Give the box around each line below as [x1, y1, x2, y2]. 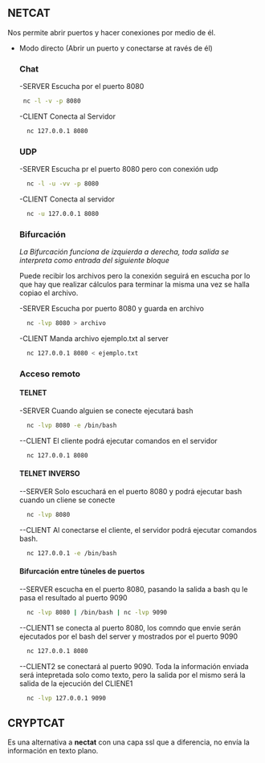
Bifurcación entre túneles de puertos [18, 566, 145, 576]
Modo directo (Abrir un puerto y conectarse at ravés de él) [18, 43, 214, 53]
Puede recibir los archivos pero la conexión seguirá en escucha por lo [18, 271, 251, 281]
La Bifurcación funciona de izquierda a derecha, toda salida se [18, 247, 230, 257]
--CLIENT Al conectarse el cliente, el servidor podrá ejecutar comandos [18, 525, 258, 534]
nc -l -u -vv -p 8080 [26, 180, 100, 188]
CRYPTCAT [7, 716, 65, 729]
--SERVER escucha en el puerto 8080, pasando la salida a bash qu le [18, 584, 248, 594]
